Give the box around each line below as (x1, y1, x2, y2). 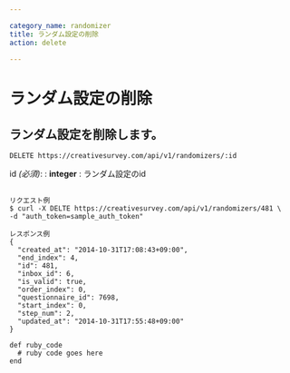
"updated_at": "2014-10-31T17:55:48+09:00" (17, 317, 184, 327)
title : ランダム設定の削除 (9, 29, 100, 39)
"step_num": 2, (17, 309, 75, 319)
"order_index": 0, (17, 285, 88, 295)
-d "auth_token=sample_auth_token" (9, 212, 144, 221)
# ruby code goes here (17, 348, 103, 358)
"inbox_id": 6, (17, 270, 75, 279)
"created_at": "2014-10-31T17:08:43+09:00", (17, 246, 188, 255)
